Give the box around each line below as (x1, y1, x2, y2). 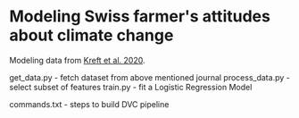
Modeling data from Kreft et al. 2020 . (9, 55, 145, 65)
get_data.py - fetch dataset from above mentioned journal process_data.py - (9, 72, 290, 82)
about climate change (9, 25, 174, 46)
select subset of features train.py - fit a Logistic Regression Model (9, 81, 253, 92)
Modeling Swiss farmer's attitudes (9, 6, 270, 27)
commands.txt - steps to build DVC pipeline (9, 98, 170, 109)
